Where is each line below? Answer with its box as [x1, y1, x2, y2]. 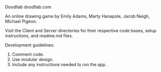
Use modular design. [12, 57, 54, 62]
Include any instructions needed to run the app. [12, 62, 107, 67]
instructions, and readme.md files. [5, 33, 73, 38]
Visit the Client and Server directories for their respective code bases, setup [5, 28, 157, 33]
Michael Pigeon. [5, 19, 37, 24]
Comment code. [12, 51, 44, 57]
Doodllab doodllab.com [5, 4, 52, 10]
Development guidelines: [5, 42, 55, 48]
